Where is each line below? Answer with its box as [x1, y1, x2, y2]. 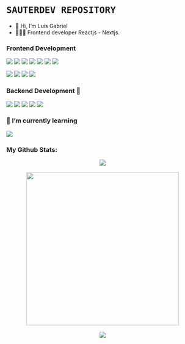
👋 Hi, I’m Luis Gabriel [15, 22, 68, 29]
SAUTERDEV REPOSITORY [6, 4, 116, 16]
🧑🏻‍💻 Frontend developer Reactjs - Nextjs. [15, 29, 120, 36]
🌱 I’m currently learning [6, 116, 78, 125]
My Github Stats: [6, 145, 58, 154]
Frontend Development [6, 44, 76, 53]
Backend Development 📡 [6, 87, 81, 95]
